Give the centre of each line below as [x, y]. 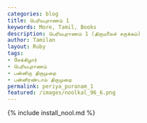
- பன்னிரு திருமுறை [32, 73]
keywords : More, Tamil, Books [52, 27]
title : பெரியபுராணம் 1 [38, 20]
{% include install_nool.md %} [51, 113]
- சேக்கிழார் [22, 60]
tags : [15, 54]
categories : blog [33, 14]
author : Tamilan [31, 40]
